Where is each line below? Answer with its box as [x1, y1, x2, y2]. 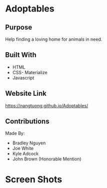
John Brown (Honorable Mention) [12, 156, 81, 162]
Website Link [5, 89, 46, 98]
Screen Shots [5, 173, 62, 185]
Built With [5, 51, 36, 59]
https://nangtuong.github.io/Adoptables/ [5, 102, 88, 108]
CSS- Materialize [12, 69, 47, 75]
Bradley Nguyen [12, 140, 46, 146]
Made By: [5, 130, 25, 136]
